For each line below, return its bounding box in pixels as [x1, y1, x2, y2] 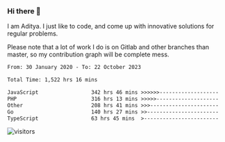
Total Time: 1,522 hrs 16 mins [7, 77, 98, 84]
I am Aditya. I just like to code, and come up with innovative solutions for [7, 22, 215, 31]
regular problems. [7, 29, 58, 38]
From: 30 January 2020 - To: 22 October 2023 [7, 64, 141, 71]
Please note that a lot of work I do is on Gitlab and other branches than [7, 43, 210, 52]
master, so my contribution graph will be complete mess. [7, 50, 169, 58]
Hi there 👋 [7, 6, 42, 16]
